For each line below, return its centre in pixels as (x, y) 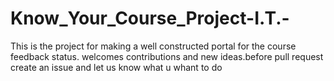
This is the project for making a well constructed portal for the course (153, 46)
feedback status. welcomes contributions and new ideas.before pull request (167, 56)
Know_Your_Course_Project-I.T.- (150, 18)
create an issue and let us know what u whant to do (116, 67)
